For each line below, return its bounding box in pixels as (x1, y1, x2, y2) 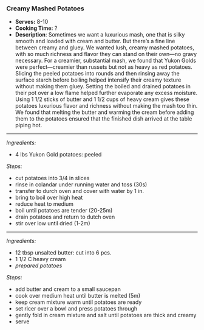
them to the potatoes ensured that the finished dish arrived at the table (15, 115, 192, 122)
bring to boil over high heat (15, 194, 83, 202)
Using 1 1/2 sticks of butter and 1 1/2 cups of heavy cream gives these (15, 96, 189, 103)
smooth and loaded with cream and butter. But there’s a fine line (15, 38, 175, 45)
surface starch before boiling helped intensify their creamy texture (15, 76, 182, 83)
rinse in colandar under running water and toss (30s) (15, 181, 148, 188)
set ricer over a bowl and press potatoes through (15, 305, 138, 312)
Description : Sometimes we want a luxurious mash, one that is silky (15, 31, 185, 38)
